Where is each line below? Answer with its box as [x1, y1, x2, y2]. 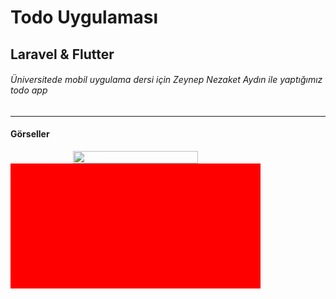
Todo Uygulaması [10, 6, 159, 29]
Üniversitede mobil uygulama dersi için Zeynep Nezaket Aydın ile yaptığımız [10, 74, 323, 86]
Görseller [10, 128, 50, 140]
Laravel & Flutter [10, 46, 115, 63]
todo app [10, 84, 48, 96]
